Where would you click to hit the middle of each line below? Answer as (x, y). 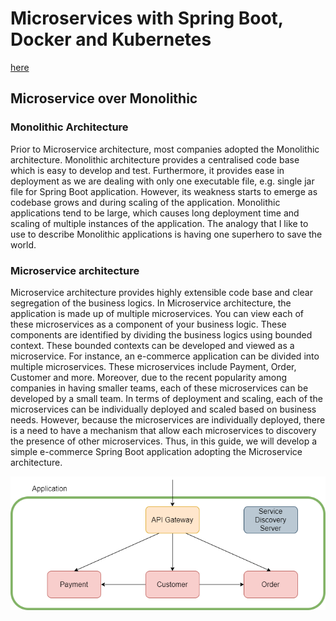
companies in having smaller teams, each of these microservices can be (159, 388)
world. (23, 244)
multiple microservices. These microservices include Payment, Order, (153, 366)
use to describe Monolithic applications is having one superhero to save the (166, 234)
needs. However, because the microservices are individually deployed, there (168, 419)
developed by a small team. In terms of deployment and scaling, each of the (166, 398)
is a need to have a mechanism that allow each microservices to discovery (163, 430)
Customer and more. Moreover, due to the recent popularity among (149, 377)
